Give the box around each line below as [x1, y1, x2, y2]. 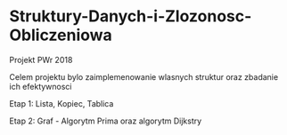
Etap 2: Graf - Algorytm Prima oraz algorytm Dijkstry [9, 115, 202, 126]
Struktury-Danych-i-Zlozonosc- [9, 6, 252, 27]
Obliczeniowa [9, 25, 113, 45]
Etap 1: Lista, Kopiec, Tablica [9, 98, 114, 108]
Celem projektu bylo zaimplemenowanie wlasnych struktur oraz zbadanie [9, 71, 279, 82]
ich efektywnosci [9, 81, 73, 91]
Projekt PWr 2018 [9, 54, 73, 65]
